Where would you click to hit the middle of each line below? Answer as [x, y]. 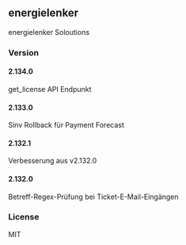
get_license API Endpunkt [50, 89]
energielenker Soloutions [49, 32]
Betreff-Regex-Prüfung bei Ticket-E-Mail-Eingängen [94, 197]
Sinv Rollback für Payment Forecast [66, 125]
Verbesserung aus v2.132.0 [53, 161]
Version [24, 52]
